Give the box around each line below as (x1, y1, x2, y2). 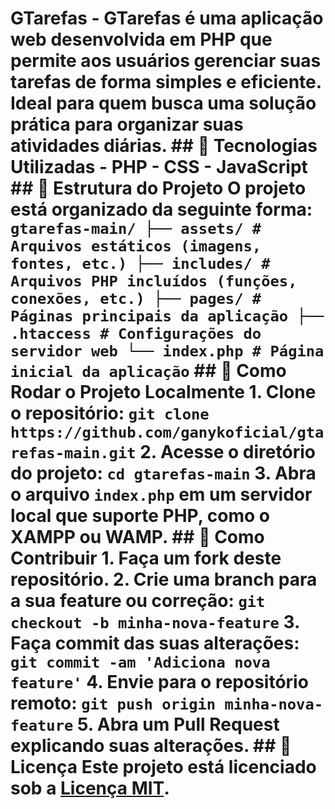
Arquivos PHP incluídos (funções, (10, 272, 298, 291)
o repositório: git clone (10, 402, 210, 425)
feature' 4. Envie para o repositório (10, 671, 309, 694)
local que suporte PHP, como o (10, 505, 270, 527)
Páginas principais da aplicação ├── (10, 307, 325, 326)
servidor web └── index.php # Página (10, 342, 325, 361)
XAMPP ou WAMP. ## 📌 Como (10, 526, 265, 549)
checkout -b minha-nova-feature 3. (10, 611, 300, 634)
